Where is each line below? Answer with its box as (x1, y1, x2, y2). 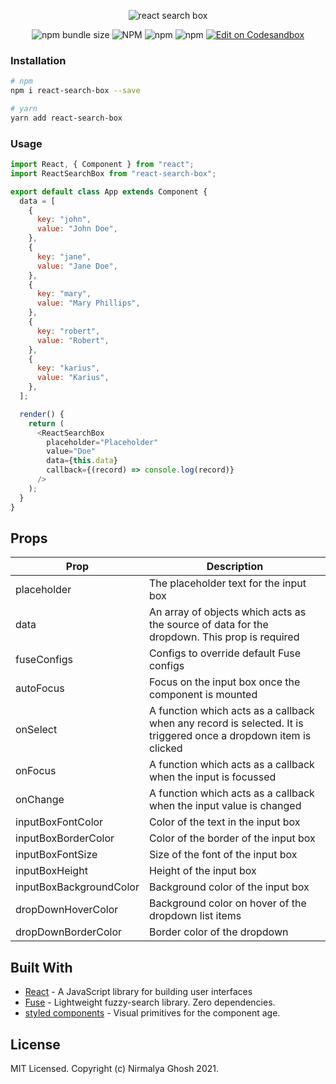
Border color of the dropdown (148, 925, 289, 939)
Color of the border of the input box (148, 831, 316, 845)
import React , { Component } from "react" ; (10, 160, 195, 170)
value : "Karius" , (36, 373, 110, 383)
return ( (28, 418, 65, 429)
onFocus (15, 764, 57, 778)
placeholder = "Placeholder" (46, 437, 159, 447)
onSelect (15, 723, 58, 737)
